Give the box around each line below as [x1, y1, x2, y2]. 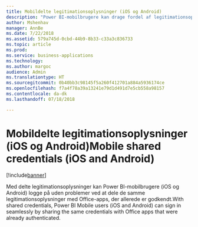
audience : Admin [6, 69, 46, 75]
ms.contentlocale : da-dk [6, 91, 67, 97]
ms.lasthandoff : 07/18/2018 [6, 96, 75, 102]
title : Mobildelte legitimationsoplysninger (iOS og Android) [6, 8, 162, 15]
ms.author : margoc [6, 63, 51, 70]
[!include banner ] [6, 172, 47, 179]
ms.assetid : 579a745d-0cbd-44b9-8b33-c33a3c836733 [6, 36, 133, 42]
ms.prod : [6, 47, 28, 53]
